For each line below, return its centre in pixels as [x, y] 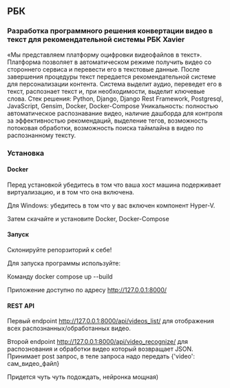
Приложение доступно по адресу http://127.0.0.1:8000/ [87, 290]
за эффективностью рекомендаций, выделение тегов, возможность [107, 121]
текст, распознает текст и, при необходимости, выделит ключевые [106, 91]
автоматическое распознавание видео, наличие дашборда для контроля [115, 113]
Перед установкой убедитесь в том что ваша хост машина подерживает [114, 185]
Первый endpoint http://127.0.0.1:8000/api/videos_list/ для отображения [111, 321]
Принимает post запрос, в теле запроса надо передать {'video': [101, 356]
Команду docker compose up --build [60, 277]
